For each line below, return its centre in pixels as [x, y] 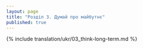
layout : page [22, 11]
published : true [26, 22]
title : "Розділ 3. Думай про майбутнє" [56, 17]
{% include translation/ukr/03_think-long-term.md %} [72, 39]
